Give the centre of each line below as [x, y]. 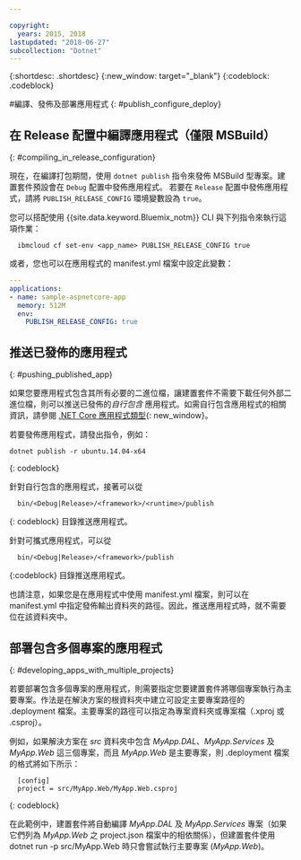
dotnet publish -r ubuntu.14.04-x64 [77, 452]
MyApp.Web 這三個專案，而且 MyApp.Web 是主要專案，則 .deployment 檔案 [150, 752]
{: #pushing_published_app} [61, 374]
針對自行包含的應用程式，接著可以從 [76, 487]
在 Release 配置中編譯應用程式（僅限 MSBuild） [142, 135]
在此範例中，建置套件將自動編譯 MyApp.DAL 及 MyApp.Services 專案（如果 [148, 823]
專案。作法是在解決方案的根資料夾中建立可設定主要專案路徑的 [130, 699]
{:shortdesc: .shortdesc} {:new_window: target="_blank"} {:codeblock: [140, 76]
